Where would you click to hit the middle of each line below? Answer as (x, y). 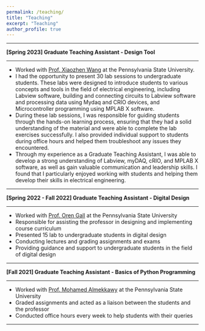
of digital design (35, 255)
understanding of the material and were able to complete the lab (96, 128)
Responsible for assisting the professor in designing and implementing (104, 222)
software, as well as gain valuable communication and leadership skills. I (106, 167)
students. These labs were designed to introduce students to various (102, 83)
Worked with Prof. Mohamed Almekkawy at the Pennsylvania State (99, 290)
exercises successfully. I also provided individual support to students (102, 135)
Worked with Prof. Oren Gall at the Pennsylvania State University (96, 215)
